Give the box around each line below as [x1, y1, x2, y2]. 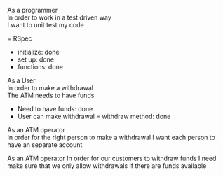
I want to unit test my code [7, 21, 84, 29]
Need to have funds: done [17, 105, 93, 113]
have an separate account [7, 141, 83, 149]
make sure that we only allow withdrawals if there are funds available [7, 162, 207, 170]
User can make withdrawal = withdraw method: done [17, 112, 171, 120]
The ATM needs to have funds [7, 91, 95, 99]
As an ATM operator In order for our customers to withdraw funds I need [7, 154, 217, 162]
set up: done [17, 55, 55, 64]
